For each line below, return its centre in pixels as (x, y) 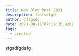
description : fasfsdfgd (31, 15)
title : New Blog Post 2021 (34, 10)
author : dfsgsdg (22, 19)
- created (20, 34)
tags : (11, 29)
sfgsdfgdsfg (18, 48)
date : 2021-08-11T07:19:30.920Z (39, 24)
